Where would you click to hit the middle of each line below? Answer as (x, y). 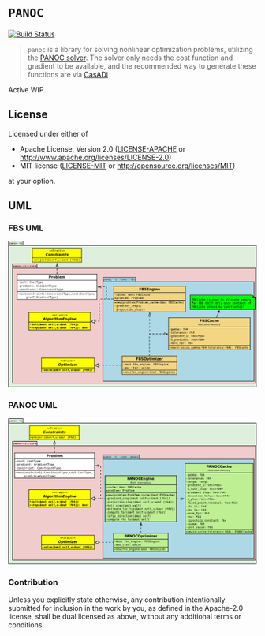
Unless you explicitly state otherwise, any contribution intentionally (117, 600)
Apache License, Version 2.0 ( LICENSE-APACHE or (103, 148)
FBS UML (26, 228)
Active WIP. (27, 89)
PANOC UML (33, 406)
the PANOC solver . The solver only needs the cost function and (130, 58)
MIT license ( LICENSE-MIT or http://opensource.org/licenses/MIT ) (127, 166)
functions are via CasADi (68, 74)
